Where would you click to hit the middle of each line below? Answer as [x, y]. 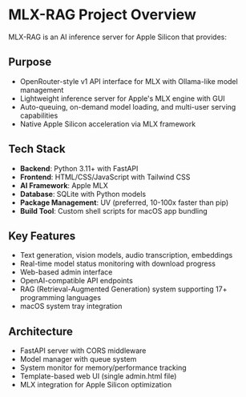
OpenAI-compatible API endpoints [77, 281]
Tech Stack [37, 149]
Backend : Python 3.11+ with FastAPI [79, 168]
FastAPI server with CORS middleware [83, 351]
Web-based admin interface [66, 272]
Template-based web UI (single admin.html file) [98, 376]
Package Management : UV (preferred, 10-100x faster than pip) [124, 203]
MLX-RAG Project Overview [102, 15]
